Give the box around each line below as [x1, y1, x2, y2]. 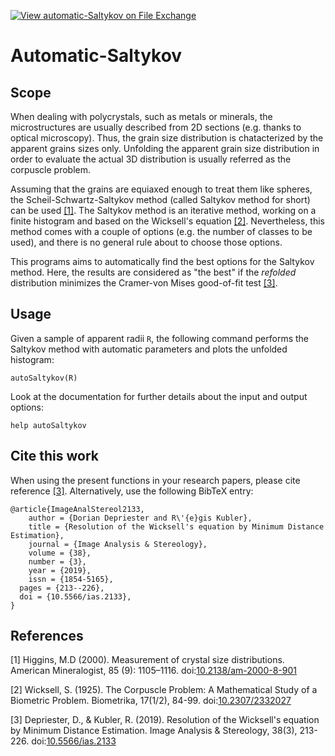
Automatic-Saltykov [10, 45, 183, 67]
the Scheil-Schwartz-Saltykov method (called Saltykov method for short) [10, 194, 311, 205]
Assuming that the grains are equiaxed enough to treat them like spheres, [10, 183, 313, 195]
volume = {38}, [28, 548, 92, 558]
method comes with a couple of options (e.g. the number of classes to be [10, 226, 313, 237]
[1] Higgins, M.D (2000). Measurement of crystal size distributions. [10, 654, 285, 666]
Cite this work [10, 448, 99, 465]
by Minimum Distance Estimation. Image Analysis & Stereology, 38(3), [10, 725, 298, 737]
